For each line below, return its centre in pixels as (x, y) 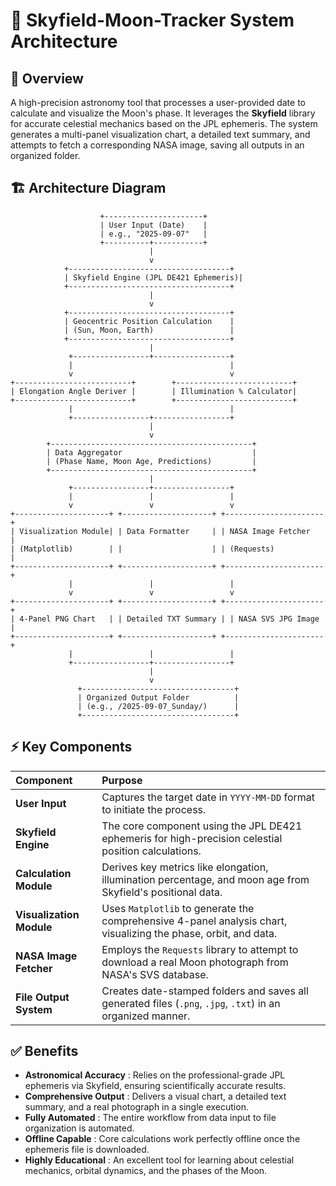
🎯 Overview (47, 78)
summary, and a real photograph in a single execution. (136, 1107)
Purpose (122, 780)
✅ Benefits (44, 1051)
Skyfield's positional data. (162, 892)
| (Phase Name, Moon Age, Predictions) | (151, 461)
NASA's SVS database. (155, 974)
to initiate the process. (154, 809)
